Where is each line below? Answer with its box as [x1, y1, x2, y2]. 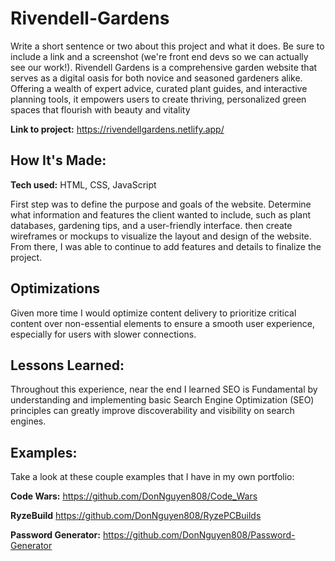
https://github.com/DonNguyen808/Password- [102, 529, 296, 541]
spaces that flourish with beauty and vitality [10, 103, 191, 116]
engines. [10, 415, 47, 427]
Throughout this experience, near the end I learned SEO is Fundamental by [10, 383, 318, 396]
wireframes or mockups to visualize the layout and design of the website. [10, 230, 312, 242]
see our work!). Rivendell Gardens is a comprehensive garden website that [10, 61, 318, 73]
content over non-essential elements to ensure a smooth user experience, [10, 317, 315, 329]
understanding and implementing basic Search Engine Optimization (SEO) [10, 394, 315, 406]
